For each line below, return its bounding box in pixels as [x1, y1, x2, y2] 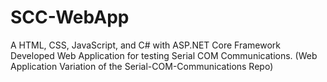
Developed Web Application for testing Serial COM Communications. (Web [10, 49, 318, 61]
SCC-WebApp [10, 6, 130, 29]
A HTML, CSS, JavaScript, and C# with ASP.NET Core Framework [10, 39, 282, 51]
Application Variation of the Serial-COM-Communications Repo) [10, 60, 274, 72]
